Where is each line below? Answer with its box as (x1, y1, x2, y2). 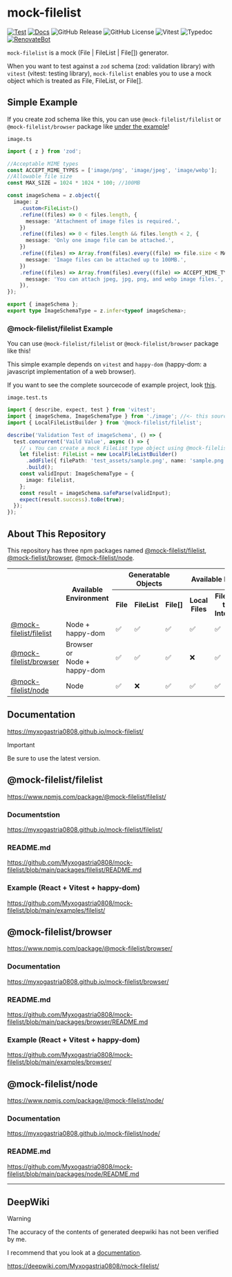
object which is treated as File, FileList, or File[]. (7, 76, 143, 84)
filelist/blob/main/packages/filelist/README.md (7, 866, 142, 874)
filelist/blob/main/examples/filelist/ (7, 906, 106, 914)
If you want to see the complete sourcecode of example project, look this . (7, 381, 217, 389)
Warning (7, 1215, 31, 1223)
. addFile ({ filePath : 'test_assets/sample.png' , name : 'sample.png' (25, 458, 227, 465)
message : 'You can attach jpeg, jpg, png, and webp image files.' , (25, 275, 224, 283)
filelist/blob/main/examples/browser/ (7, 1058, 112, 1066)
